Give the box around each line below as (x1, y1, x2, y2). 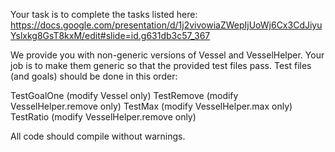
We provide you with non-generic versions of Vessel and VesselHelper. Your (10, 49, 325, 61)
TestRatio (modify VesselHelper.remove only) (10, 111, 197, 123)
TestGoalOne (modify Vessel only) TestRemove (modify (10, 90, 239, 101)
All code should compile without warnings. (10, 130, 186, 142)
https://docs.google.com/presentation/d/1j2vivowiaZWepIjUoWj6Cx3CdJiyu (10, 19, 323, 31)
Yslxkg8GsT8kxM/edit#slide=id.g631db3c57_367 (10, 30, 211, 41)
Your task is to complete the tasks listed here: (10, 9, 198, 20)
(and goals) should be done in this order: (10, 70, 178, 82)
